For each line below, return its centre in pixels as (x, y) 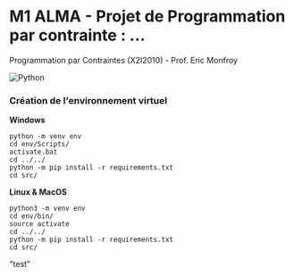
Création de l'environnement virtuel (88, 100)
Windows (27, 120)
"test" (20, 264)
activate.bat (34, 152)
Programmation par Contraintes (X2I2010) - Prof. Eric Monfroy (124, 60)
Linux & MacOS (38, 192)
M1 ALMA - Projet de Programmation (147, 17)
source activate (39, 224)
